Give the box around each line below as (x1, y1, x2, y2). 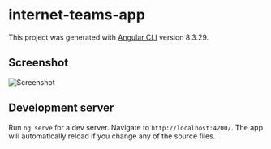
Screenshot (8, 56, 69, 70)
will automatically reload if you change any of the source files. (8, 131, 216, 141)
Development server (8, 101, 114, 115)
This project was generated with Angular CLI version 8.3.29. (8, 32, 209, 42)
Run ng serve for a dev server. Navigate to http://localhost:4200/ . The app (8, 122, 264, 132)
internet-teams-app (8, 6, 146, 24)
